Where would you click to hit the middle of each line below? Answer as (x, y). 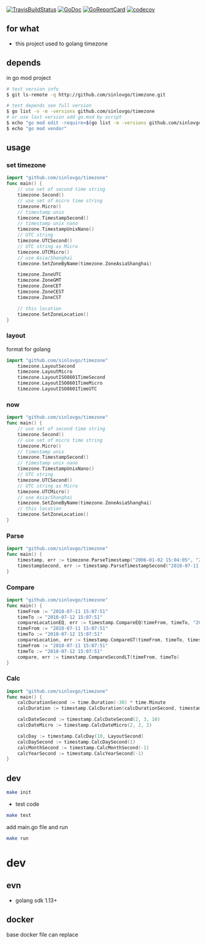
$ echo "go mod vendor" (37, 128)
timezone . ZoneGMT (40, 280)
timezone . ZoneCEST (41, 292)
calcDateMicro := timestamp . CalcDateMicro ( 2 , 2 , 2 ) (85, 725)
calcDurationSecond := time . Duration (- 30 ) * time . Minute (92, 703)
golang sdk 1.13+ (36, 900)
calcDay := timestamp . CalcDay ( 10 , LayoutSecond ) (81, 736)
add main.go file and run (37, 827)
